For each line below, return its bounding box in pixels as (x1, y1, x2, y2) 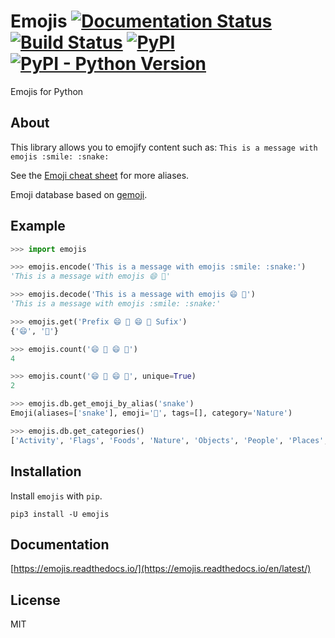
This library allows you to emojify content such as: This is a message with (10, 141, 318, 153)
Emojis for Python (10, 85, 84, 97)
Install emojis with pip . (10, 490, 103, 502)
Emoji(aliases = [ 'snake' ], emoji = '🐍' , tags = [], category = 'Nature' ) (10, 408, 293, 419)
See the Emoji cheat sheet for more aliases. (10, 169, 190, 181)
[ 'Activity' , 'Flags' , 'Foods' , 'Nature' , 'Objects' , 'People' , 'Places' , (10, 435, 329, 445)
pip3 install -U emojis (10, 509, 110, 519)
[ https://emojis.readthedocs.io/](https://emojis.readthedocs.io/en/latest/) (10, 563, 312, 575)
